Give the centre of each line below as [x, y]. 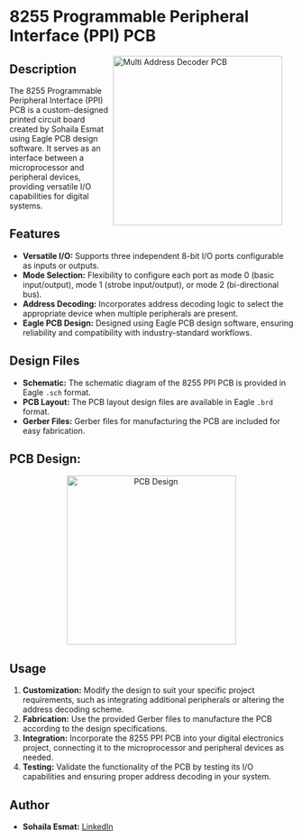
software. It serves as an [55, 148]
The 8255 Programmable [55, 91]
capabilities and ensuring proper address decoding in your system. [147, 777]
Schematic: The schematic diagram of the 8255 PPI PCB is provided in [154, 383]
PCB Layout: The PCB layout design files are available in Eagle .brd [147, 402]
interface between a [46, 158]
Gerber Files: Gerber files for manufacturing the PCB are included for [151, 420]
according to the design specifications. [95, 729]
